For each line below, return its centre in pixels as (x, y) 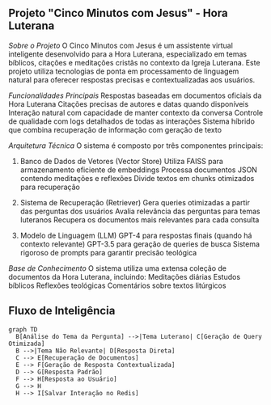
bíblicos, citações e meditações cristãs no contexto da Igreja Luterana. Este (134, 62)
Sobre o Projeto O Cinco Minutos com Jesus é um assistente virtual (121, 45)
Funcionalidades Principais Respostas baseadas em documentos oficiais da (135, 95)
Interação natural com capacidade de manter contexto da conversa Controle (136, 112)
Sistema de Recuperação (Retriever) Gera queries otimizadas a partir (135, 202)
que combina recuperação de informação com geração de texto (115, 129)
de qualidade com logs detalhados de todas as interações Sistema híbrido (131, 121)
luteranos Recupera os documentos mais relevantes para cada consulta (140, 219)
